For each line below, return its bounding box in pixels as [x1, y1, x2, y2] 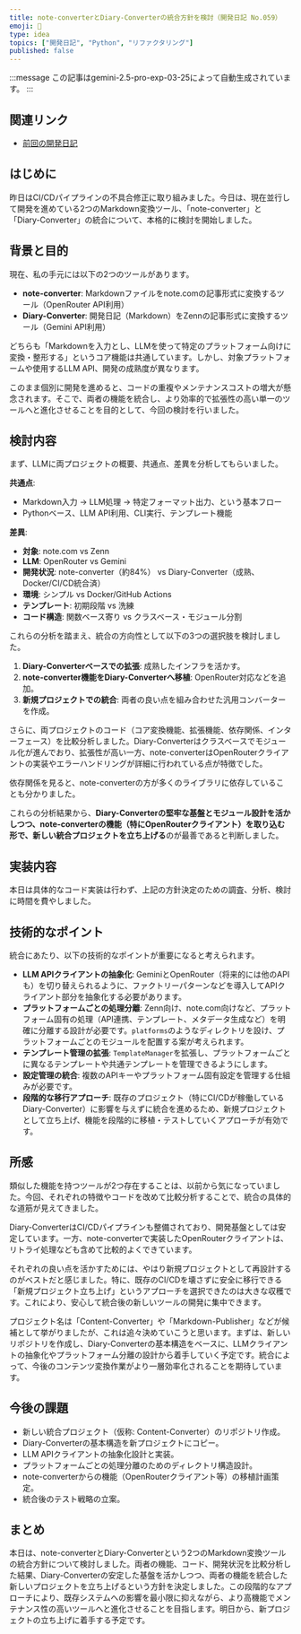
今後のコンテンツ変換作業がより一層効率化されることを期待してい [31, 1360, 275, 1371]
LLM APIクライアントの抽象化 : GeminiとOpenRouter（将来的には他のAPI [21, 969, 290, 979]
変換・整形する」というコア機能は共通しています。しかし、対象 [9, 352, 245, 362]
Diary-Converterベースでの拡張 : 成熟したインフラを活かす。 [21, 661, 245, 672]
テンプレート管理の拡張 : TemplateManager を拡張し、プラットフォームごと [21, 1047, 291, 1058]
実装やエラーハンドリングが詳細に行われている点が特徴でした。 [32, 759, 268, 769]
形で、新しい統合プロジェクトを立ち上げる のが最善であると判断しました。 [9, 830, 284, 841]
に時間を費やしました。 [9, 896, 96, 907]
